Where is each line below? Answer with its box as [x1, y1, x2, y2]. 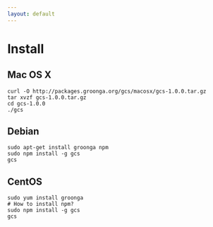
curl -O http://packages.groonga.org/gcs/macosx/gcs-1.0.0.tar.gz [7, 88, 207, 95]
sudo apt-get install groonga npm [7, 144, 109, 151]
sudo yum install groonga [7, 194, 83, 202]
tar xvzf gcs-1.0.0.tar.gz [7, 93, 87, 101]
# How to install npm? [7, 201, 74, 208]
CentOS [7, 175, 42, 187]
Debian [7, 125, 39, 138]
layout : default [7, 10, 55, 18]
